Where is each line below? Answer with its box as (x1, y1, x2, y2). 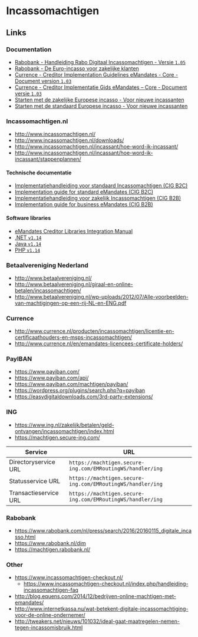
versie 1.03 (14, 90, 42, 97)
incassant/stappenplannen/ (14, 156, 81, 163)
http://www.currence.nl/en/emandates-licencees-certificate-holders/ (14, 340, 183, 347)
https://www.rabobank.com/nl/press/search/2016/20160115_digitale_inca (14, 527, 192, 534)
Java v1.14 (14, 240, 41, 247)
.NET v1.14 (14, 234, 42, 241)
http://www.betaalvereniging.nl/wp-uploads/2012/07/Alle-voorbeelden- (14, 293, 189, 300)
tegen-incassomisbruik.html (14, 624, 83, 631)
